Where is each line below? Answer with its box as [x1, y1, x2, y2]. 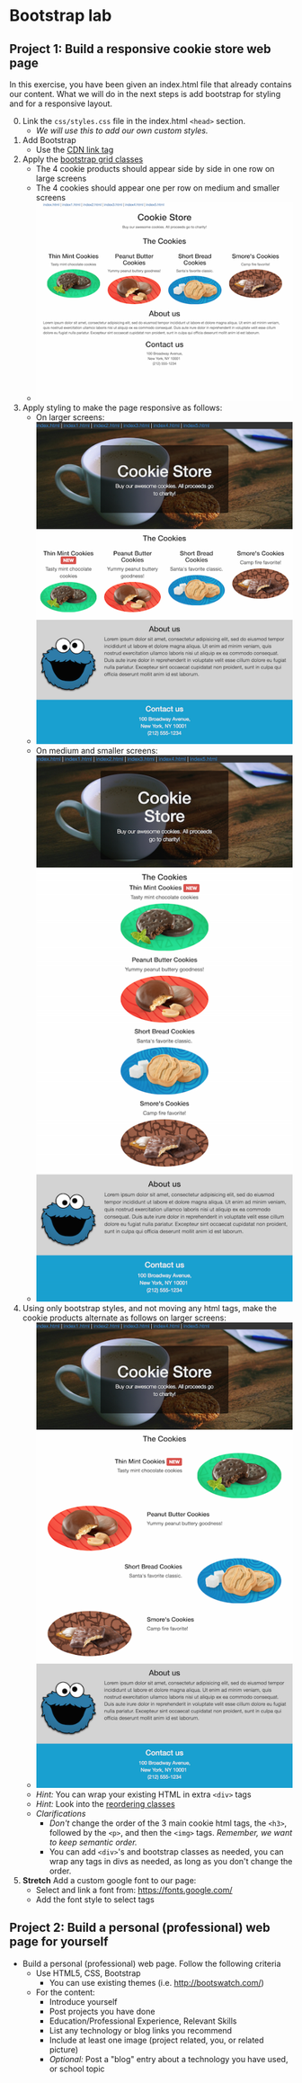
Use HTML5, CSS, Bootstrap [35, 1967, 141, 1979]
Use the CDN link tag [35, 145, 114, 155]
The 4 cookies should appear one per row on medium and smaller [35, 183, 280, 193]
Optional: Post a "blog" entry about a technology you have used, [49, 2053, 289, 2064]
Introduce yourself [49, 1996, 119, 2007]
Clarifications [35, 1808, 86, 1819]
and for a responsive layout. [9, 98, 113, 109]
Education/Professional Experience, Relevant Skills [49, 2016, 237, 2026]
